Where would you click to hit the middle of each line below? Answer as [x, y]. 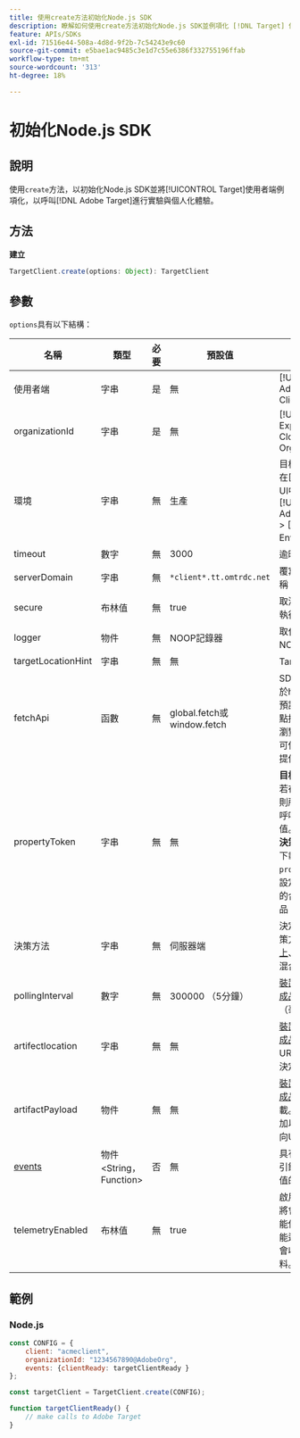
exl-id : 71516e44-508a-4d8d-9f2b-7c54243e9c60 [97, 42]
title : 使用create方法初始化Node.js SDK [81, 17]
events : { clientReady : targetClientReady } [108, 1368]
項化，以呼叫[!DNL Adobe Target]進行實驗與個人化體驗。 [114, 200]
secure [28, 608]
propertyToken [45, 842]
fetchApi [32, 718]
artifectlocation [46, 1046]
